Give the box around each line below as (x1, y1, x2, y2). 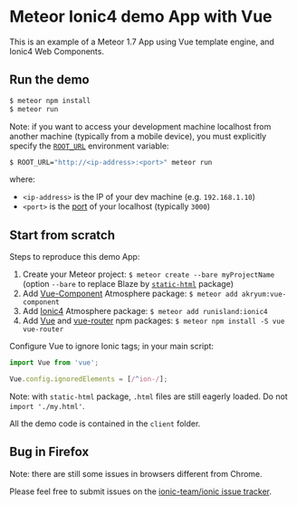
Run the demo (9, 72, 91, 88)
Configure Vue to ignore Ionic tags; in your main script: (9, 341, 215, 352)
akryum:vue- (241, 290, 287, 300)
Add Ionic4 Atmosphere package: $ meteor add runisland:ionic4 (22, 306, 268, 317)
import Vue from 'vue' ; (9, 358, 100, 367)
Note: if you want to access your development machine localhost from (9, 120, 272, 132)
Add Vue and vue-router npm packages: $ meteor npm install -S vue (22, 315, 285, 327)
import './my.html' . (9, 400, 85, 411)
